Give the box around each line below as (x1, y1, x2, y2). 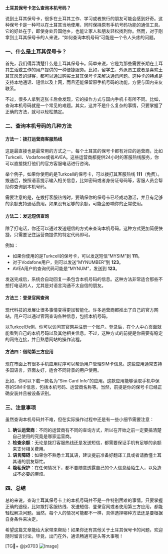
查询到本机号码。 (13, 184, 49, 190)
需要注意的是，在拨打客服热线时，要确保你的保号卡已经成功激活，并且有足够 (5, 194, 163, 200)
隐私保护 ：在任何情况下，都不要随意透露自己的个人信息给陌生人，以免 (12, 465, 157, 471)
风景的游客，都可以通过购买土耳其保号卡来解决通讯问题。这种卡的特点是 (13, 73, 163, 79)
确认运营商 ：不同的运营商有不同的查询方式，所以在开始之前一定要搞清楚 (12, 427, 161, 433)
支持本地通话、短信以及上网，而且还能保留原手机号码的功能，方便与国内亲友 (5, 79, 163, 85)
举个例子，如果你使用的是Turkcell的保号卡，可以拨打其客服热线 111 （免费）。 (5, 171, 162, 177)
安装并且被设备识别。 (9, 390, 53, 396)
